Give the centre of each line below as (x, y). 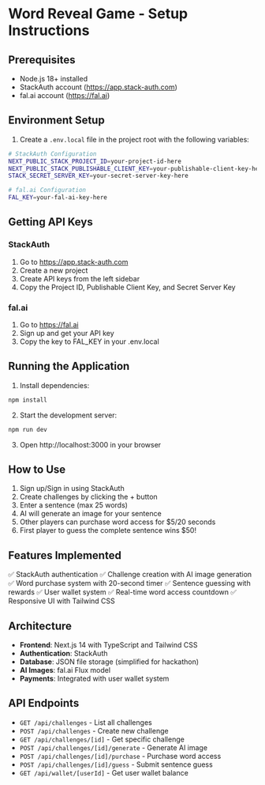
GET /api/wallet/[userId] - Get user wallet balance (104, 772)
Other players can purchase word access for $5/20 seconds (118, 522)
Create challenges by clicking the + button (88, 497)
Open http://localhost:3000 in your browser (90, 444)
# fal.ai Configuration (47, 191)
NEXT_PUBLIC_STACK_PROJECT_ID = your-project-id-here (95, 161)
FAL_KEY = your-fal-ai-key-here (58, 198)
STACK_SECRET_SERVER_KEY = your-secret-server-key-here (99, 176)
